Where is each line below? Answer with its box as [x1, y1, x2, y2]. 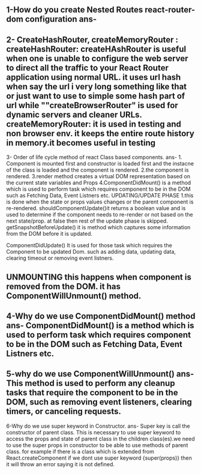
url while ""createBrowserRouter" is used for [6, 100, 178, 110]
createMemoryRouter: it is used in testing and [6, 119, 182, 129]
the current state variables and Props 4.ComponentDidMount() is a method [6, 179, 191, 187]
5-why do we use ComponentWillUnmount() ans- [6, 369, 194, 379]
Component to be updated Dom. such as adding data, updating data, [6, 248, 176, 256]
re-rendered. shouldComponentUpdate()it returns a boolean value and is [6, 205, 186, 212]
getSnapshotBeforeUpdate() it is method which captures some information [6, 224, 191, 231]
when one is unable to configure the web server [6, 53, 188, 64]
